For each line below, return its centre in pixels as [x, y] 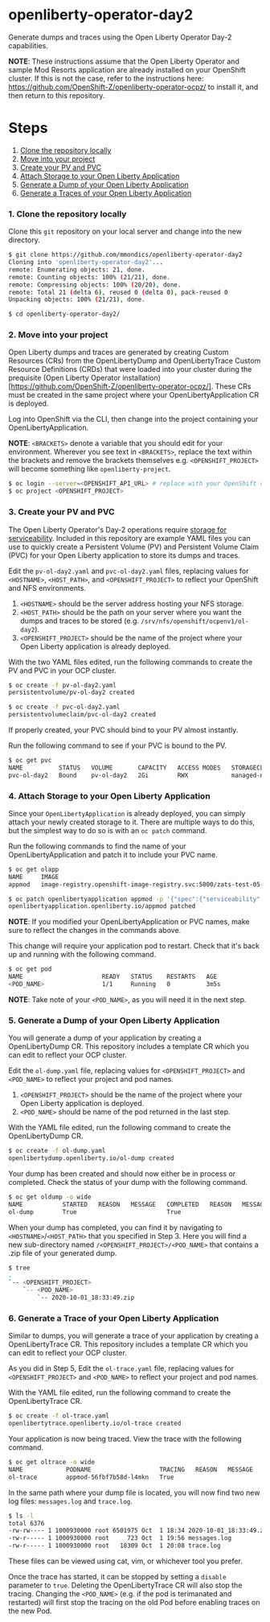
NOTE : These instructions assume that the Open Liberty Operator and [124, 61]
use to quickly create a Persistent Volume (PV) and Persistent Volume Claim [134, 547]
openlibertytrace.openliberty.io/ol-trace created [95, 1424]
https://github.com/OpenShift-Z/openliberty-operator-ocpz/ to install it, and [133, 87]
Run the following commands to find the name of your [97, 846]
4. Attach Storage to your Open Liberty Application [109, 796]
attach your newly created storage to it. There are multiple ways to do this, [132, 822]
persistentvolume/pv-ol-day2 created [72, 693]
